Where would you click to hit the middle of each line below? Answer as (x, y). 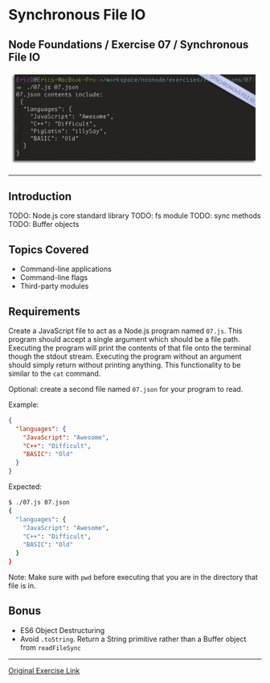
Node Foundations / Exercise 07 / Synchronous (129, 45)
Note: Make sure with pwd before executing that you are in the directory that (133, 578)
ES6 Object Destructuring (62, 630)
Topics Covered (49, 250)
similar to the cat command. (55, 373)
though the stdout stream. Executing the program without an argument (125, 356)
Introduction (40, 196)
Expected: (25, 487)
